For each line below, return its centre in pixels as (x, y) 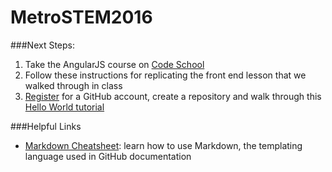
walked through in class (73, 85)
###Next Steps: (43, 45)
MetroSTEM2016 (81, 17)
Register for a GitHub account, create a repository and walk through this (173, 96)
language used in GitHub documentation (108, 156)
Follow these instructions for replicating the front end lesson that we (165, 75)
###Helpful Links (46, 126)
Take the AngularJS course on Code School (114, 64)
